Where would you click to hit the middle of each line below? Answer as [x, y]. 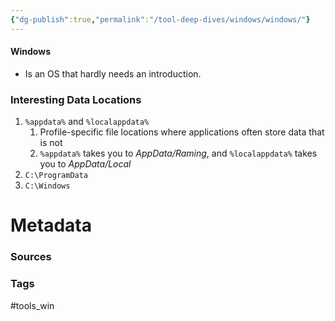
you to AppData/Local [85, 164]
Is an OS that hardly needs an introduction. [113, 73]
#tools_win [32, 305]
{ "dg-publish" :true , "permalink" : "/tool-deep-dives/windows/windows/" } [160, 19]
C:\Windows [47, 186]
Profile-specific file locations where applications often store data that [182, 132]
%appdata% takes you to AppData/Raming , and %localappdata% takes [178, 153]
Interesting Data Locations [76, 99]
